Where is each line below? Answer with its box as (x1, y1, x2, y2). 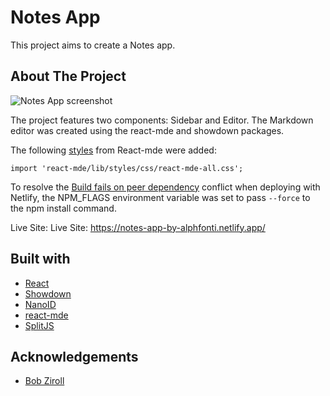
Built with (10, 251, 71, 268)
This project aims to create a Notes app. (10, 39, 176, 51)
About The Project (10, 68, 127, 85)
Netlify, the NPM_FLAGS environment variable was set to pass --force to (10, 191, 311, 203)
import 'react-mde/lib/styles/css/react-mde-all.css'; (10, 163, 244, 173)
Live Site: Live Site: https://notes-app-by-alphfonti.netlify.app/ (10, 221, 266, 233)
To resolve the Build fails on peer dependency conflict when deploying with (10, 181, 321, 193)
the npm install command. (10, 202, 117, 214)
